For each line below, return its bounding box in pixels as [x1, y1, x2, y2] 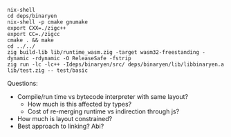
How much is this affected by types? [27, 100, 132, 108]
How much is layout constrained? [17, 115, 113, 122]
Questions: [7, 80, 38, 87]
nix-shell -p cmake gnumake [7, 19, 89, 26]
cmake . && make [7, 37, 54, 44]
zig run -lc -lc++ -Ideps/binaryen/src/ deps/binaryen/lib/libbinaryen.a [7, 61, 225, 68]
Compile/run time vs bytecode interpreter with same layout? [17, 93, 189, 100]
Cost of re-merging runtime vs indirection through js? [27, 107, 180, 116]
